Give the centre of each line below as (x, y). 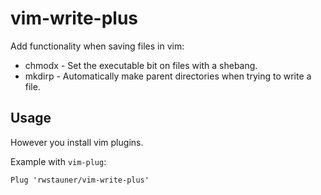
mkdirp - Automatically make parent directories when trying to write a (168, 76)
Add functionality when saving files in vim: (97, 46)
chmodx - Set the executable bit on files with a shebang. (141, 65)
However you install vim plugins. (77, 142)
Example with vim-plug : (58, 161)
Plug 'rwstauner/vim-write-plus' (80, 180)
